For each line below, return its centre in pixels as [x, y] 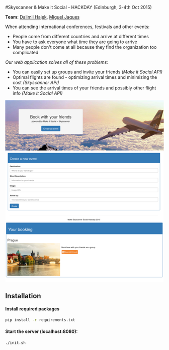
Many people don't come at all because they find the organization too [84, 47]
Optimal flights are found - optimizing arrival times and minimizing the [85, 77]
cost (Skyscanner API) [36, 83]
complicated [25, 52]
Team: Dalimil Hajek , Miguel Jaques [43, 17]
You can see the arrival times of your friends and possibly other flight [84, 88]
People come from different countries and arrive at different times [81, 36]
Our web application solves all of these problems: [57, 62]
